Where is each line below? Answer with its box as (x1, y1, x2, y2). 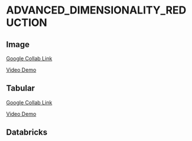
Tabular (6, 83, 35, 93)
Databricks (6, 127, 48, 137)
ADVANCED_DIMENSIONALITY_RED (6, 4, 187, 17)
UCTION (6, 16, 47, 29)
